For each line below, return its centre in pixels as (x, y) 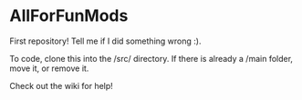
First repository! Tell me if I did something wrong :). (105, 41)
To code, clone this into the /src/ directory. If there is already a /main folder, (151, 58)
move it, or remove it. (49, 68)
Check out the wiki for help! (62, 85)
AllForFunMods (69, 16)
